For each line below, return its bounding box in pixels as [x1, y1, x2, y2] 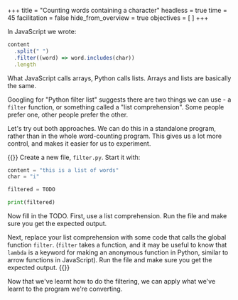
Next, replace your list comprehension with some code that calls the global [7, 233, 227, 241]
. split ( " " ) [13, 48, 50, 55]
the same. [7, 81, 37, 90]
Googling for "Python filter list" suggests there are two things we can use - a [7, 95, 232, 104]
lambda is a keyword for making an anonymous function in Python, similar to [7, 248, 229, 257]
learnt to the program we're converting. [7, 284, 123, 293]
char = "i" [7, 173, 40, 181]
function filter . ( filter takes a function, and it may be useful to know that [7, 241, 227, 249]
